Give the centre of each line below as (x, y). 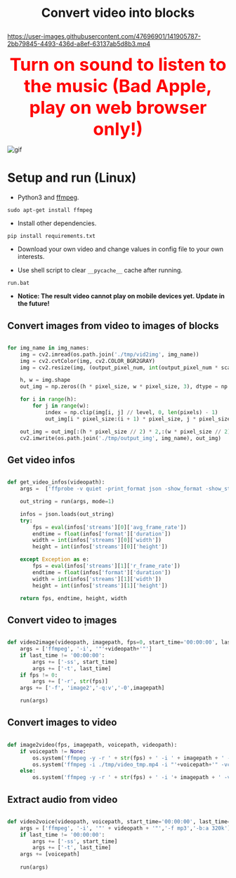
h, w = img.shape (45, 380)
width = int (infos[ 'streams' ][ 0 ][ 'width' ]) (97, 540)
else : (28, 771)
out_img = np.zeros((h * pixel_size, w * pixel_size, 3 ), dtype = (119, 387)
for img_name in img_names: (48, 348)
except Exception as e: (55, 559)
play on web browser (118, 107)
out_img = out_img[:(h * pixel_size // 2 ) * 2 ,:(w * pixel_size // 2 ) (125, 432)
